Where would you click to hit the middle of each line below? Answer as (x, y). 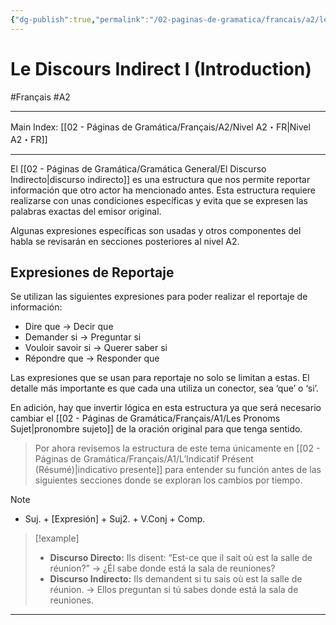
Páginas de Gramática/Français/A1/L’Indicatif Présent (144, 459)
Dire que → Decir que (69, 327)
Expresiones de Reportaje (92, 272)
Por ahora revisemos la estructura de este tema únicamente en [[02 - (177, 448)
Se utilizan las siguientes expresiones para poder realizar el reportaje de (159, 297)
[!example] (57, 538)
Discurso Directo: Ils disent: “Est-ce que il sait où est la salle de (181, 558)
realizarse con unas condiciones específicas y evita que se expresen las (159, 200)
